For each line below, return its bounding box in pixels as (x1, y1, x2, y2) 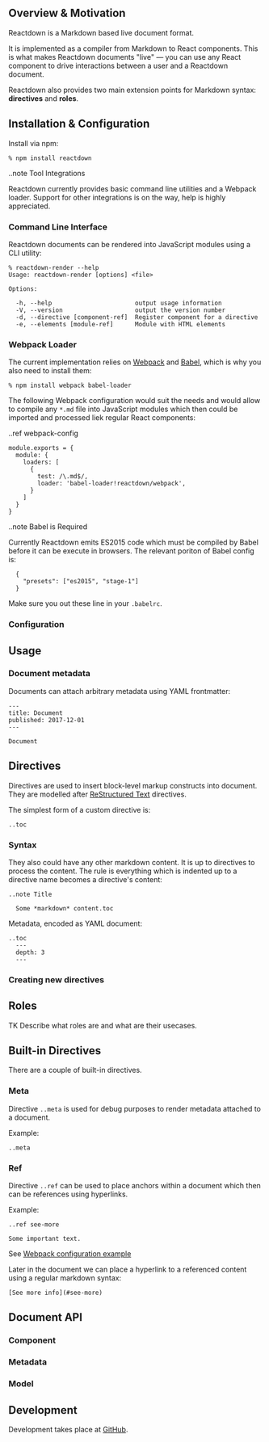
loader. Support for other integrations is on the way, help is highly (8, 192, 226, 202)
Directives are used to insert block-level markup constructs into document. (8, 780, 258, 790)
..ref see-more (8, 1221, 60, 1229)
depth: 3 (15, 948, 45, 956)
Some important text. (8, 1235, 82, 1243)
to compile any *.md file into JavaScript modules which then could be (8, 404, 238, 414)
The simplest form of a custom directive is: (8, 805, 151, 814)
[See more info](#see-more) (8, 1289, 103, 1297)
